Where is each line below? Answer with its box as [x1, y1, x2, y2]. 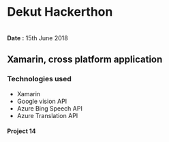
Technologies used [7, 74, 72, 84]
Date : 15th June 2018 [7, 33, 68, 42]
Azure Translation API [16, 111, 78, 119]
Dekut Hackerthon [7, 4, 113, 20]
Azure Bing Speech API [16, 104, 83, 113]
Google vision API [16, 97, 67, 105]
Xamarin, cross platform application [7, 54, 163, 66]
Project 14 [7, 127, 36, 135]
